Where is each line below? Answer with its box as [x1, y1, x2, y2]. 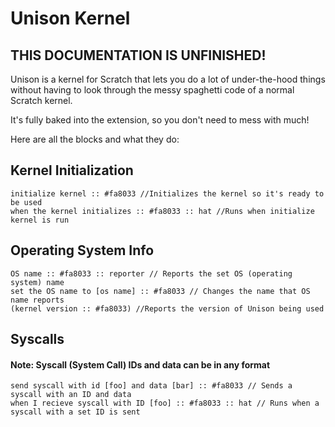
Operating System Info [10, 242, 155, 259]
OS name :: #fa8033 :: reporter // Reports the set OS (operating [10, 268, 293, 279]
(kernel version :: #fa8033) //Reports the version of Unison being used [10, 303, 325, 314]
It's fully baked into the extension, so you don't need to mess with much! [10, 114, 310, 126]
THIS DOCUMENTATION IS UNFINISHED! [10, 47, 267, 64]
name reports [10, 295, 65, 305]
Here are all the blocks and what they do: [10, 133, 180, 145]
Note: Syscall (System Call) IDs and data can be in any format [10, 358, 271, 371]
